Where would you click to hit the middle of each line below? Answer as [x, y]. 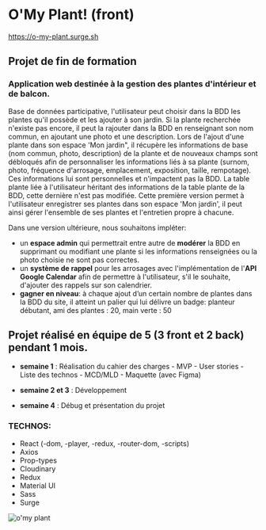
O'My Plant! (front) [71, 15]
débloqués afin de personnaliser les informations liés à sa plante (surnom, [129, 162]
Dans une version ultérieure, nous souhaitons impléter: [97, 227]
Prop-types [38, 460]
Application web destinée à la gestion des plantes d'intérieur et [132, 84]
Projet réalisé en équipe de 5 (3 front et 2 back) [126, 336]
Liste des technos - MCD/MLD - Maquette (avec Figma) [110, 375]
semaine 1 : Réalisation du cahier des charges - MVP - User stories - [131, 367]
